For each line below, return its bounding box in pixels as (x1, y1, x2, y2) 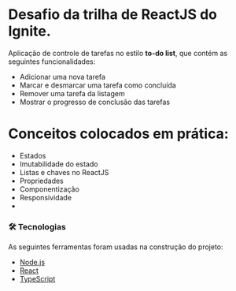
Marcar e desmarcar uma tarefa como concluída (19, 80, 177, 90)
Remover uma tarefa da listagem (19, 88, 125, 98)
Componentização (19, 184, 80, 194)
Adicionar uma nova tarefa (19, 72, 106, 81)
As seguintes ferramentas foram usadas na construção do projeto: (8, 242, 223, 252)
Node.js (19, 258, 46, 267)
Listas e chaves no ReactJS (19, 167, 109, 177)
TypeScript (19, 274, 56, 284)
